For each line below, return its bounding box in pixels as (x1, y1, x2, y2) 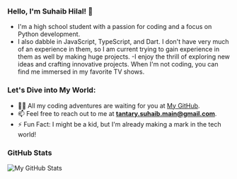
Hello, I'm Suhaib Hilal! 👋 (7, 6, 93, 16)
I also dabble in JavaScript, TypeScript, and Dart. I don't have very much (17, 37, 229, 46)
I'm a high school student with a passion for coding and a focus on (17, 23, 212, 31)
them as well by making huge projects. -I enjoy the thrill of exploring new (17, 52, 230, 61)
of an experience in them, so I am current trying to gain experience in (17, 45, 220, 54)
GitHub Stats (7, 148, 52, 158)
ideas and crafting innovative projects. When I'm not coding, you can (17, 60, 219, 69)
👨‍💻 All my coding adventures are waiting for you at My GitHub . (17, 101, 200, 110)
